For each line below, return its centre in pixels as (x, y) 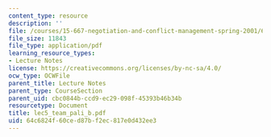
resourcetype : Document (48, 106)
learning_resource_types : (52, 53)
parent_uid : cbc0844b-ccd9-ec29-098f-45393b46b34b (95, 98)
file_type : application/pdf (56, 46)
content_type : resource (48, 16)
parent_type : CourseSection (56, 91)
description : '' (35, 23)
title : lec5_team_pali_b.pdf (57, 114)
